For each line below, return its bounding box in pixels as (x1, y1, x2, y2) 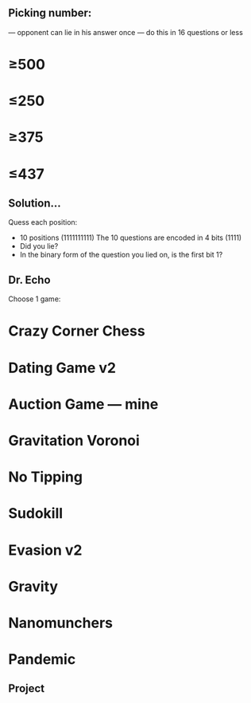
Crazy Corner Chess (8, 322, 145, 340)
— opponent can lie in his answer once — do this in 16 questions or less (8, 27, 244, 37)
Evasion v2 (8, 541, 83, 559)
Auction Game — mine (8, 395, 159, 413)
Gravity (8, 577, 58, 595)
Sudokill (8, 505, 64, 523)
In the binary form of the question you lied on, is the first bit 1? (19, 250, 223, 260)
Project (8, 681, 45, 696)
